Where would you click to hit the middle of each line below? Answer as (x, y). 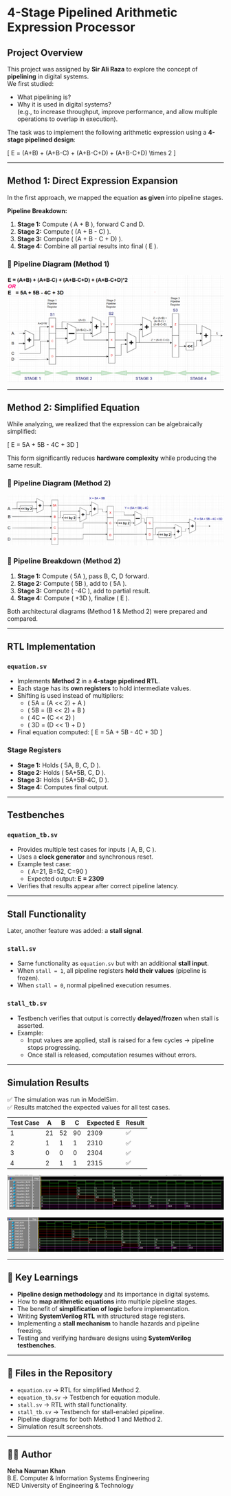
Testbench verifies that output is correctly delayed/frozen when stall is (118, 1018)
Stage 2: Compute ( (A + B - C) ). (64, 231)
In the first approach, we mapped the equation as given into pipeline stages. (115, 197)
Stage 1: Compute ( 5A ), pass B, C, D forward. (83, 576)
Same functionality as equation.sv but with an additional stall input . (113, 963)
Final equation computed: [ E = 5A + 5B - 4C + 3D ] (90, 732)
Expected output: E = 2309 (66, 879)
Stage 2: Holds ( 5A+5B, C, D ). (61, 772)
